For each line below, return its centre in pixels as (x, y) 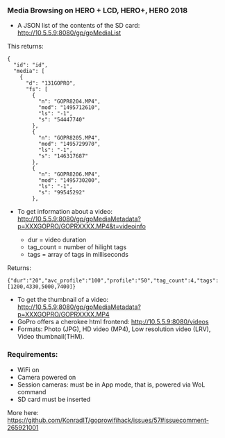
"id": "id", (31, 65)
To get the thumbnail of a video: (63, 300)
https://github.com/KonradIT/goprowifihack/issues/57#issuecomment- (108, 420)
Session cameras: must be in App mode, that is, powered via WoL (111, 385)
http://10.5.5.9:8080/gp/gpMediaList (69, 33)
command (32, 391)
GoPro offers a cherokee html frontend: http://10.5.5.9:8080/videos (113, 322)
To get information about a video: (65, 212)
